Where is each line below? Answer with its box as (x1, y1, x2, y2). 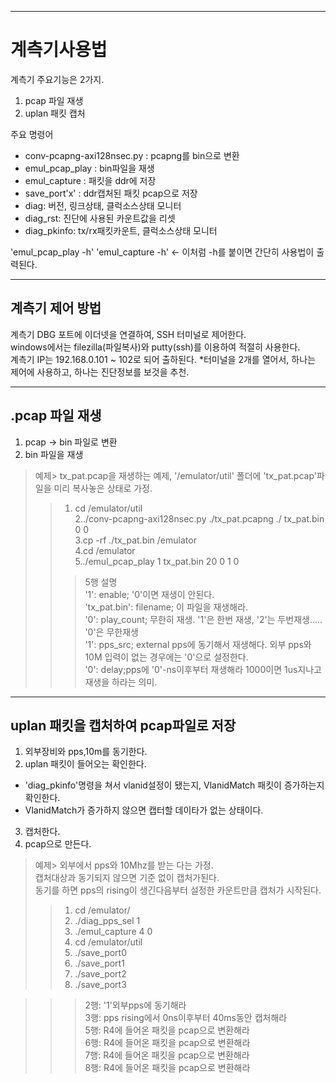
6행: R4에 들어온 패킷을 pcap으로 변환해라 (84, 1037, 251, 1049)
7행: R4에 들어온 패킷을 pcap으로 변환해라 (84, 1049, 250, 1061)
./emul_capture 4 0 (74, 926, 153, 938)
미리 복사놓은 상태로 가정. (53, 482, 153, 494)
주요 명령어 (10, 128, 54, 140)
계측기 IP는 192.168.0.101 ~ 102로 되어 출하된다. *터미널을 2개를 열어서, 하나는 (10, 353, 316, 365)
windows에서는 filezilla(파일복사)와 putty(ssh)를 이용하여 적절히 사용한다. (10, 341, 301, 353)
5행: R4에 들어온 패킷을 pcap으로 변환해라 (84, 1024, 250, 1036)
